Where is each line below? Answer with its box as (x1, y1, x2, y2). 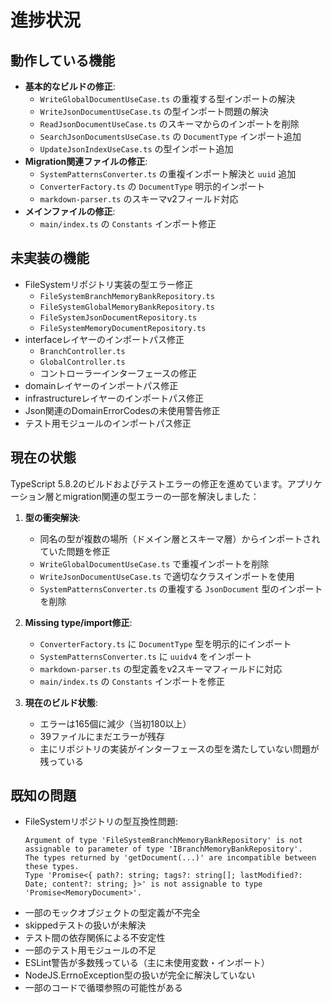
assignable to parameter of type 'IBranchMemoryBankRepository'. (24, 844, 303, 855)
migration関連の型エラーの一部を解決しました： (62, 490, 260, 502)
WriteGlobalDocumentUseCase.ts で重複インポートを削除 (39, 557, 270, 570)
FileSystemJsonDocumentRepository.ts (39, 312, 198, 323)
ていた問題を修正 (39, 545, 111, 557)
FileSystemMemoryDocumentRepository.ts (39, 323, 207, 333)
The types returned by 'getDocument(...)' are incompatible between (24, 853, 317, 863)
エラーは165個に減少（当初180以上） (39, 717, 192, 730)
